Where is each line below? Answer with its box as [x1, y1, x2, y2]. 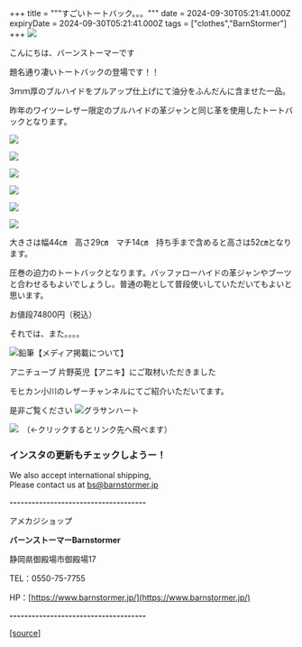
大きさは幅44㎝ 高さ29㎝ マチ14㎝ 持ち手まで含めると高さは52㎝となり [9, 237, 292, 247]
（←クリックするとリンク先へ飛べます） [25, 424, 173, 435]
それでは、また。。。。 [9, 328, 85, 338]
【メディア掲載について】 [34, 347, 129, 358]
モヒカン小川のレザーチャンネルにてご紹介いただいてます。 [9, 386, 230, 396]
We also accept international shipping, [9, 470, 151, 481]
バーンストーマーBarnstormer [9, 535, 121, 546]
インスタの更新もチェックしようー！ [9, 448, 167, 461]
